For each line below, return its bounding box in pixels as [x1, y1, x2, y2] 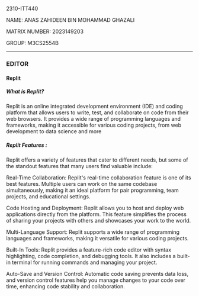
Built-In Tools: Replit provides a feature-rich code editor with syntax [6, 246, 172, 253]
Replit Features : [6, 141, 47, 149]
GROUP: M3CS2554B [6, 40, 59, 46]
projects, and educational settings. [6, 193, 91, 200]
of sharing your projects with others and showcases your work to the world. [6, 217, 191, 224]
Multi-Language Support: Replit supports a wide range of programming [6, 229, 179, 236]
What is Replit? [6, 88, 44, 95]
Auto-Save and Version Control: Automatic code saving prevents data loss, [6, 271, 188, 278]
